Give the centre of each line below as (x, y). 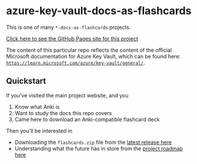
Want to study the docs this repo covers (63, 113)
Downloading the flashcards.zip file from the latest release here (93, 142)
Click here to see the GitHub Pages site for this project (72, 38)
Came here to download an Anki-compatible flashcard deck (87, 119)
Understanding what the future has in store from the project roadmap (98, 148)
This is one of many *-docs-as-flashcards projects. (68, 27)
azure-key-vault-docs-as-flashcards (99, 11)
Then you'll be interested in (39, 130)
